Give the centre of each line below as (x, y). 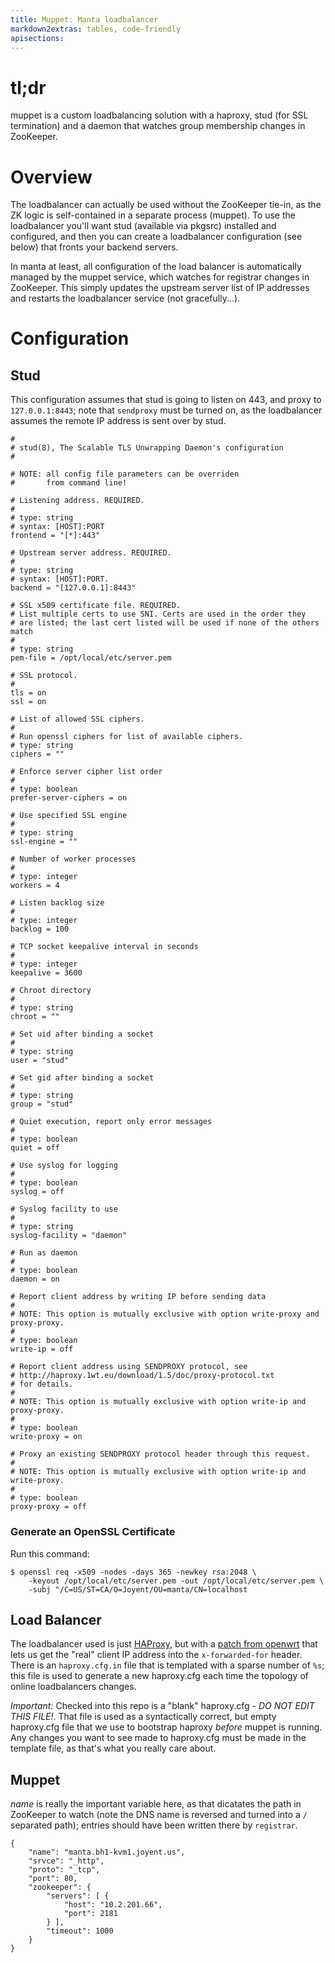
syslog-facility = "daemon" (69, 1236)
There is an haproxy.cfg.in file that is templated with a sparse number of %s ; (167, 1665)
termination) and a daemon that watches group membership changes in (158, 126)
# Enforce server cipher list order (86, 772)
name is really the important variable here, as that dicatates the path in (156, 1804)
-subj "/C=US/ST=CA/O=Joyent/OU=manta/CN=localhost (138, 1589)
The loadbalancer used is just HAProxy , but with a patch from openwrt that (164, 1644)
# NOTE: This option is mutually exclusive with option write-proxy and (165, 1314)
